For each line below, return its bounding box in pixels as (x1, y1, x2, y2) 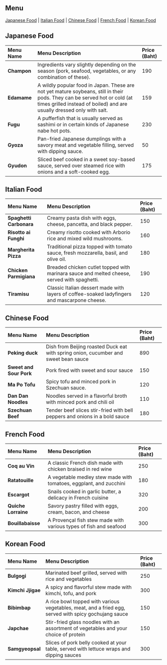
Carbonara (7, 221, 34, 228)
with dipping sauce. (37, 148, 83, 155)
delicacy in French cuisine (47, 495, 108, 501)
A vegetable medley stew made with (47, 474, 133, 481)
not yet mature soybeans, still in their (37, 88, 123, 95)
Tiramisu (7, 291, 29, 298)
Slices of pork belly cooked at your (45, 639, 127, 646)
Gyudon (7, 162, 27, 169)
